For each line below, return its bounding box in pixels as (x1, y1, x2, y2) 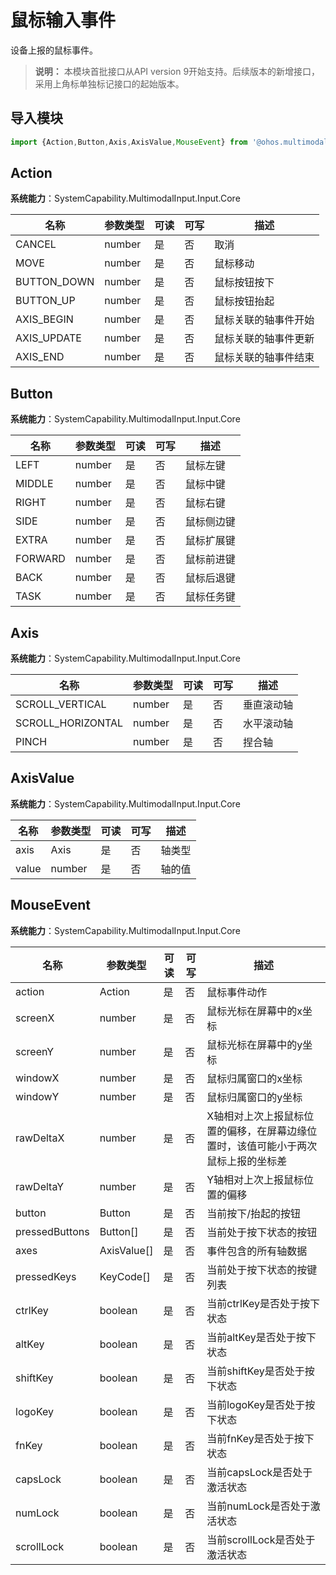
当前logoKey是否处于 (206, 1397, 306, 1411)
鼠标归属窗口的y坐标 (206, 1090, 303, 1104)
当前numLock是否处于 (206, 1499, 311, 1513)
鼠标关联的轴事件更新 (214, 332, 315, 346)
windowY (15, 1089, 60, 1103)
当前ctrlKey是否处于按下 (206, 1296, 320, 1310)
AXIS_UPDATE (15, 331, 82, 345)
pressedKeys (15, 1269, 77, 1283)
